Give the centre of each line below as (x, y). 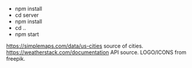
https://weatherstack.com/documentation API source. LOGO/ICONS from (96, 52)
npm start (27, 34)
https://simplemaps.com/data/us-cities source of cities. (75, 46)
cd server (27, 15)
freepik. (16, 59)
